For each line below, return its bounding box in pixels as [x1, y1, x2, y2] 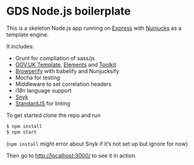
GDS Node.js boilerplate [6, 4, 131, 18]
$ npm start [6, 129, 37, 135]
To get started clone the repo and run [6, 111, 101, 119]
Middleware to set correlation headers [15, 80, 112, 88]
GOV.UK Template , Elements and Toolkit [15, 61, 116, 68]
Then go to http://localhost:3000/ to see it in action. [6, 152, 136, 159]
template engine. [6, 30, 49, 38]
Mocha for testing [15, 74, 61, 81]
